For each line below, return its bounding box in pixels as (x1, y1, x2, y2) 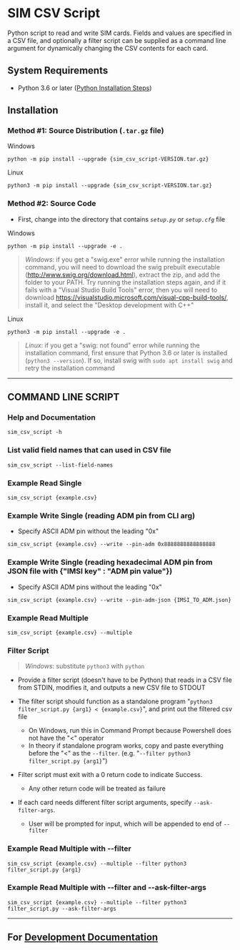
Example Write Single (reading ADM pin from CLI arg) (7, 510, 195, 520)
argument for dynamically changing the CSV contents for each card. (7, 44, 209, 52)
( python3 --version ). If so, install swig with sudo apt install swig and (24, 356, 234, 365)
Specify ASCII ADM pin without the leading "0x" (17, 527, 159, 535)
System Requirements (7, 64, 109, 76)
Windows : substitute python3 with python (24, 662, 145, 671)
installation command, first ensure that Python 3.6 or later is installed (24, 348, 227, 357)
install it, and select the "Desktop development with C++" (24, 300, 194, 309)
